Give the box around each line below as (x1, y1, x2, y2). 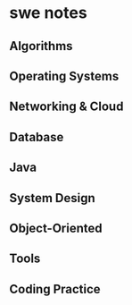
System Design (9, 191, 95, 206)
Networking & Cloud (9, 99, 124, 114)
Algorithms (9, 38, 73, 54)
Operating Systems (9, 68, 120, 83)
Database (9, 129, 64, 145)
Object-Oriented (9, 220, 103, 235)
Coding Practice (9, 281, 101, 297)
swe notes (9, 3, 87, 23)
